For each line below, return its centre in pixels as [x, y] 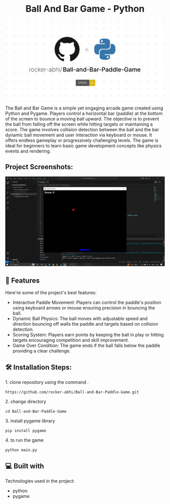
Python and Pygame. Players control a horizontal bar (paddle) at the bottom [84, 113]
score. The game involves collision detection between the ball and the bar [82, 129]
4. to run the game [25, 440]
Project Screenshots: [39, 167]
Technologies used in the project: [40, 481]
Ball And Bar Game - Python [85, 9]
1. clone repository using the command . [47, 382]
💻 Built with [25, 466]
